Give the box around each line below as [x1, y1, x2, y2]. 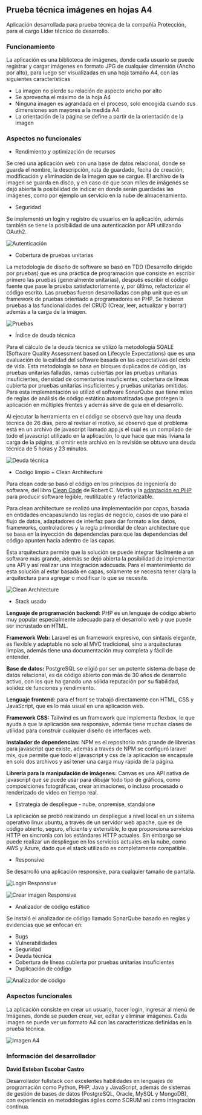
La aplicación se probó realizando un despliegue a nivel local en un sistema [6, 813, 195, 820]
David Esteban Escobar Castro [6, 1065, 85, 1073]
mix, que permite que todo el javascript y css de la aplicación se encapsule [6, 752, 194, 759]
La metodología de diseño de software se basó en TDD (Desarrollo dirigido [6, 263, 193, 271]
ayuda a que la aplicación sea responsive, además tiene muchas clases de [6, 721, 192, 728]
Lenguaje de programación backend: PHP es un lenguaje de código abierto [6, 610, 197, 617]
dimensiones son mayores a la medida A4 [15, 106, 120, 114]
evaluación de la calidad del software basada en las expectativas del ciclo [6, 356, 191, 363]
